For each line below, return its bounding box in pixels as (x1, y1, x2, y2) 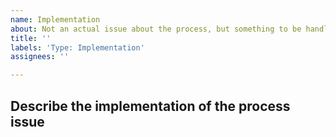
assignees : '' (10, 52, 70, 62)
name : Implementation (10, 14, 101, 25)
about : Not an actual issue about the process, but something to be (10, 24, 302, 34)
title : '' (10, 33, 52, 43)
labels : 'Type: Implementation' (10, 42, 145, 53)
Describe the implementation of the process (10, 97, 291, 115)
